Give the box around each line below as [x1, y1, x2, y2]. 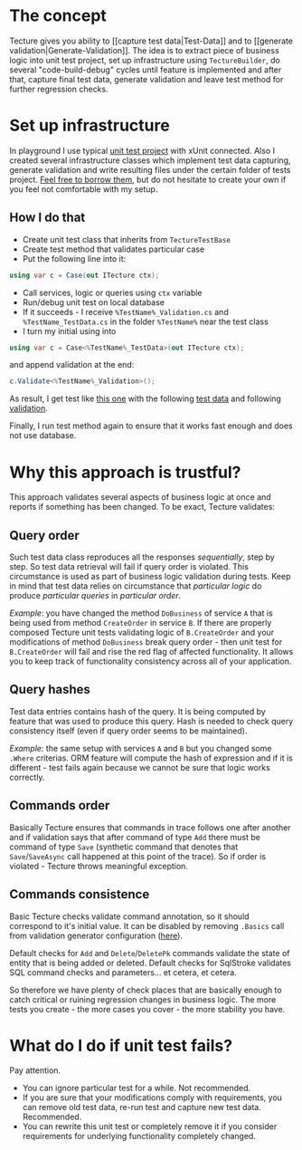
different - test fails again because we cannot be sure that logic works [9, 762, 271, 772]
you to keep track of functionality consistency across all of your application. [9, 656, 292, 666]
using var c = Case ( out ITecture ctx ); [9, 271, 160, 280]
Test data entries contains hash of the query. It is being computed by [9, 705, 267, 716]
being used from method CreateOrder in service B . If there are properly [9, 618, 272, 628]
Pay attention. [9, 1065, 61, 1076]
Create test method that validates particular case [22, 244, 205, 254]
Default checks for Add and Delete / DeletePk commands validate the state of [9, 947, 290, 958]
